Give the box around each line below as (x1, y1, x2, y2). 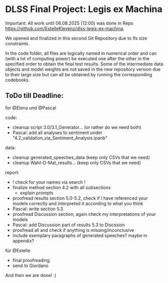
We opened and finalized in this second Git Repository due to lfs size (5, 35, 147, 41)
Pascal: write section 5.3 (12, 206, 64, 212)
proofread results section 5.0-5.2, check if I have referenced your (12, 195, 148, 201)
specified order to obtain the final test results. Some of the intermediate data (5, 61, 163, 67)
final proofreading (12, 257, 50, 263)
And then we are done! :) (5, 272, 57, 278)
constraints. (5, 40, 30, 46)
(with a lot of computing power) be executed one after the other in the (5, 55, 149, 61)
